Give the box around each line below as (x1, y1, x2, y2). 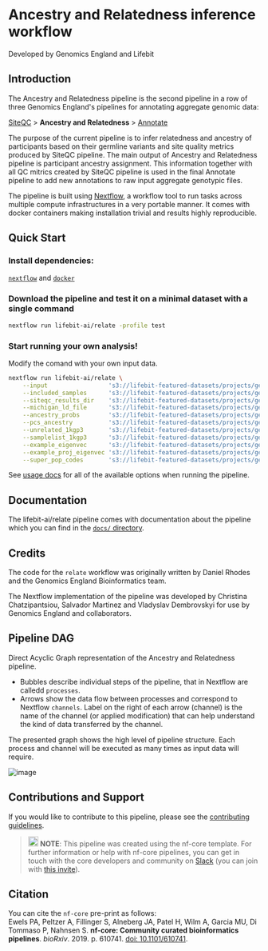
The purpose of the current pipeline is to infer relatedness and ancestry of (8, 133, 253, 142)
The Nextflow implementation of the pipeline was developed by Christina (8, 592, 247, 601)
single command (8, 303, 74, 314)
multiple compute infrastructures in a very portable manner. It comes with (8, 199, 250, 209)
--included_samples (22, 389, 88, 397)
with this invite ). (27, 864, 81, 873)
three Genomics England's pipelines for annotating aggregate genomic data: (8, 102, 259, 111)
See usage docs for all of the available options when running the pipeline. (8, 470, 250, 480)
